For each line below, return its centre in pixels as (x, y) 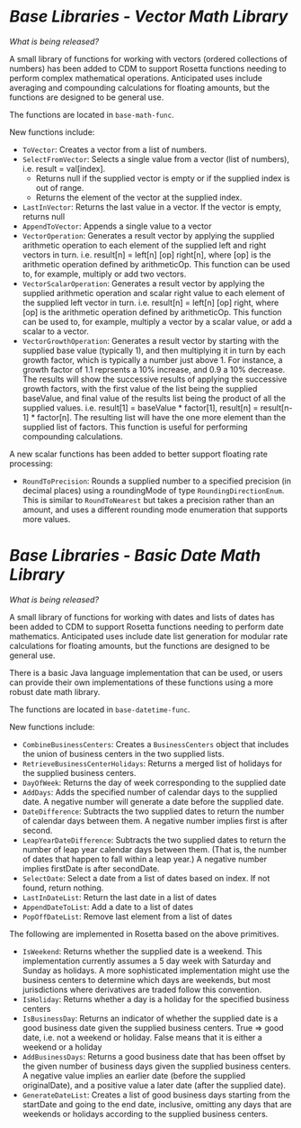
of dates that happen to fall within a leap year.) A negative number (145, 859)
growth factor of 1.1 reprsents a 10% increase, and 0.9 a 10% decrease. (154, 369)
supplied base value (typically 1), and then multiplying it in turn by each (154, 350)
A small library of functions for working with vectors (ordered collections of (148, 59)
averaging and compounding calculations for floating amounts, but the (140, 87)
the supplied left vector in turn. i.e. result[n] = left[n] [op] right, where (150, 302)
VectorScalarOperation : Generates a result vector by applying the (143, 283)
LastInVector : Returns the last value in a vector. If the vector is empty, (151, 207)
